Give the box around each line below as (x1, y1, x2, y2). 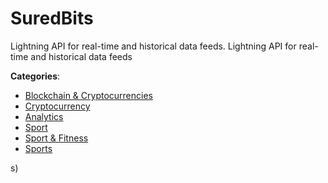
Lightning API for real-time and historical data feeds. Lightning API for (10, 40, 297, 52)
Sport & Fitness (24, 132, 89, 144)
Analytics (24, 110, 64, 122)
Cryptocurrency (24, 100, 91, 112)
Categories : (10, 70, 61, 82)
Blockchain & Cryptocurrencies (24, 89, 153, 101)
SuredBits (10, 7, 94, 30)
